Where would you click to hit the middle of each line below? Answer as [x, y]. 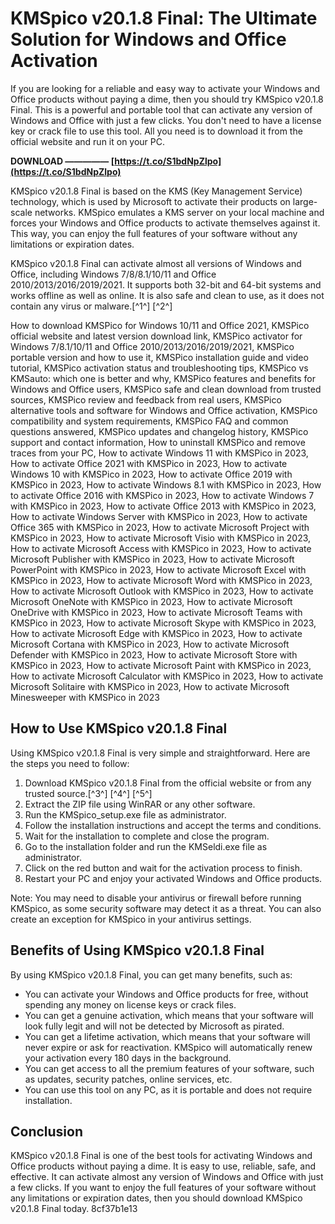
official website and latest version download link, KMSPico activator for [156, 336]
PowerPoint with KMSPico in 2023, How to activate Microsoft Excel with [158, 569]
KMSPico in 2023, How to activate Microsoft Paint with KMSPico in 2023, [161, 665]
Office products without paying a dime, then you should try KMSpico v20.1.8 [167, 99]
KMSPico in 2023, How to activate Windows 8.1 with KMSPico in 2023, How [166, 484]
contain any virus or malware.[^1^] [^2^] [91, 306]
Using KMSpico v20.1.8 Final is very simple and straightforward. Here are [160, 753]
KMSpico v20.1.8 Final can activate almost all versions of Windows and [156, 263]
